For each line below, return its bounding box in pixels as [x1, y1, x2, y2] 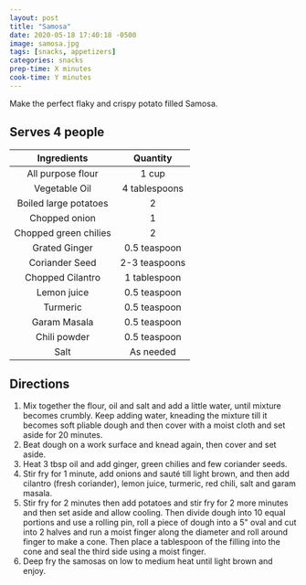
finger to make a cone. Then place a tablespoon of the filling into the [22, 537, 281, 548]
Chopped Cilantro [24, 271, 100, 283]
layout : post [9, 13, 59, 23]
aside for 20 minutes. [22, 430, 103, 441]
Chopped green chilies [14, 226, 111, 239]
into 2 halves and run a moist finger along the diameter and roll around [22, 526, 289, 537]
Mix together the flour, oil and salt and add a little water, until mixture [22, 400, 281, 411]
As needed [129, 345, 176, 357]
